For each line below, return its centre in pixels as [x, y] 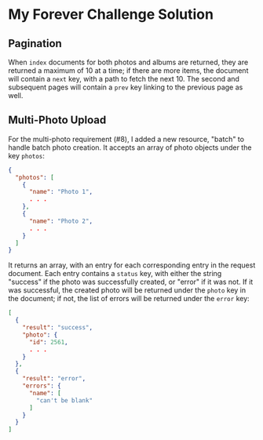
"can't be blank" [64, 400]
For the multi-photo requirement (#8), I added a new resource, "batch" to [126, 139]
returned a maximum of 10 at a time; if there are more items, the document [128, 71]
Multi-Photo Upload [57, 120]
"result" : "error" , [54, 379]
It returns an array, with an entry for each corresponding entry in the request [132, 265]
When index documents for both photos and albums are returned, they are [128, 62]
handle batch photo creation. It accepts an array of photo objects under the [130, 147]
